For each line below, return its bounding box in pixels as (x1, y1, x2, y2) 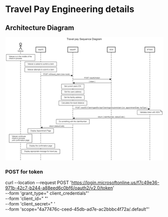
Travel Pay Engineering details (5, 4, 134, 15)
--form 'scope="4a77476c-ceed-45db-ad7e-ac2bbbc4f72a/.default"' (5, 206, 149, 212)
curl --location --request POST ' (5, 179, 72, 186)
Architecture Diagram (5, 24, 74, 32)
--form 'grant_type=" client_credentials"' (5, 190, 89, 196)
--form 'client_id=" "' (5, 195, 49, 201)
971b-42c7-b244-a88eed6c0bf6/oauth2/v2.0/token (5, 185, 113, 191)
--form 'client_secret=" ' (5, 201, 56, 207)
